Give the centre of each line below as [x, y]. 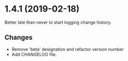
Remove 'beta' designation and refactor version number [68, 49]
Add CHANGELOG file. [34, 54]
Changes [18, 38]
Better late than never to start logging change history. [58, 22]
